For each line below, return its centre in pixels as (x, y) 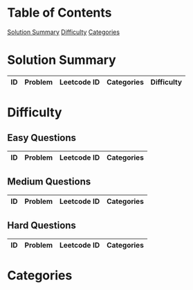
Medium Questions (49, 182)
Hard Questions (42, 226)
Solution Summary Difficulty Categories (63, 32)
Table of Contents (59, 13)
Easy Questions (42, 138)
